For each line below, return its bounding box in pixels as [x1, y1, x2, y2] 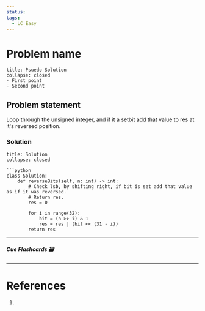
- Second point [6, 83, 45, 89]
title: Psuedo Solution [6, 67, 67, 73]
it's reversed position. [6, 122, 61, 130]
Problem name [6, 47, 82, 61]
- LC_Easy [12, 20, 37, 26]
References [6, 279, 66, 293]
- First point [6, 78, 43, 84]
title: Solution [6, 151, 48, 158]
